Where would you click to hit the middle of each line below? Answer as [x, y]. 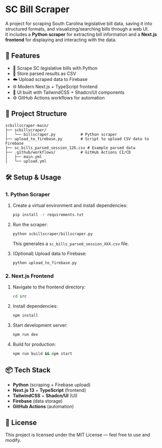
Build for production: [34, 344]
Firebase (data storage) [37, 401]
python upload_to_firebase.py [45, 263]
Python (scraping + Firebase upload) [51, 385]
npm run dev [25, 334]
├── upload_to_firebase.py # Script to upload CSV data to [77, 139]
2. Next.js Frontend [30, 276]
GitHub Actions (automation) [43, 407]
